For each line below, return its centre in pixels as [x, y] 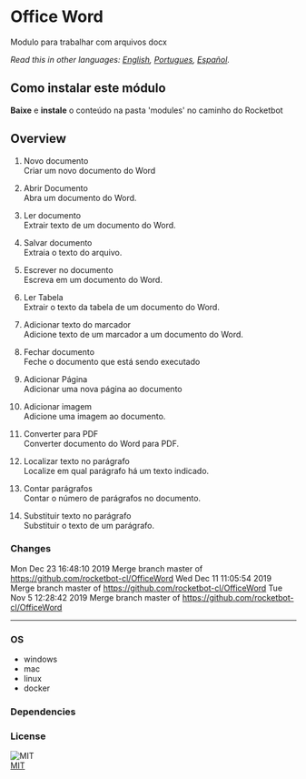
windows [40, 659]
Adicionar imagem [58, 406]
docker [37, 688]
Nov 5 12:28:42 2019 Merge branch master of [95, 597]
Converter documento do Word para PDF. [101, 443]
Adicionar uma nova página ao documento [103, 389]
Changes [31, 549]
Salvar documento [58, 242]
